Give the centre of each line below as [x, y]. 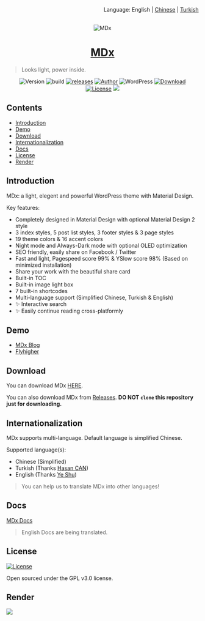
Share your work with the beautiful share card [73, 271]
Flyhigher [27, 352]
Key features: [23, 207]
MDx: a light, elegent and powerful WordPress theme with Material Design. [100, 196]
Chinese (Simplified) [41, 462]
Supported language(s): [36, 450]
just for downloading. [34, 404]
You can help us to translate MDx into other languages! [90, 486]
